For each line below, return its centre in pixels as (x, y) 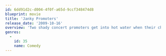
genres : (13, 32)
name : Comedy (27, 46)
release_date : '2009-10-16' (34, 23)
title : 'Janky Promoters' (32, 19)
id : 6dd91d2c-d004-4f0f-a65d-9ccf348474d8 (49, 9)
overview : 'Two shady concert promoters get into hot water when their (80, 28)
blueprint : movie (23, 14)
